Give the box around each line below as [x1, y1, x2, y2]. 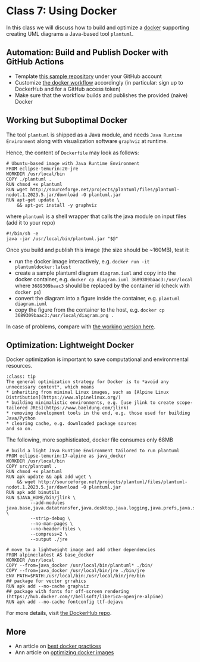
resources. [6, 362, 33, 369]
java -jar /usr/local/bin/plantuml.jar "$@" [6, 235, 118, 242]
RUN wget [6, 187, 28, 192]
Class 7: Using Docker [6, 4, 117, 18]
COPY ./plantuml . [6, 176, 52, 182]
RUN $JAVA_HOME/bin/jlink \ [6, 495, 76, 501]
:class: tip [6, 374, 36, 380]
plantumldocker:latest [14, 264, 71, 270]
